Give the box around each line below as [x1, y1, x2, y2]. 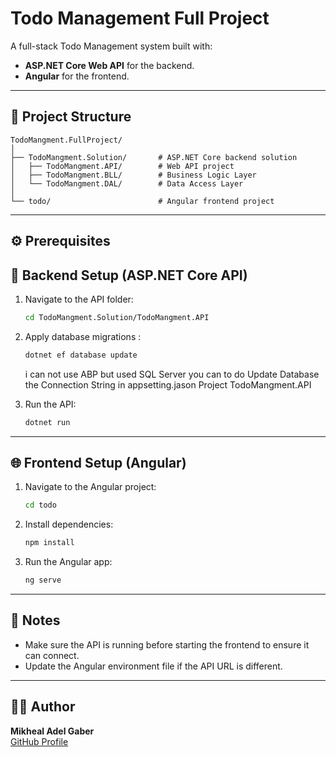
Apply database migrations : [24, 330, 142, 342]
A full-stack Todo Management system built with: [10, 40, 213, 52]
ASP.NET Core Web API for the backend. [24, 59, 195, 71]
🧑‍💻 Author [10, 698, 76, 716]
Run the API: [24, 398, 77, 410]
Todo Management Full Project [10, 7, 270, 30]
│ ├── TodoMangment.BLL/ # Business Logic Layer [10, 170, 257, 180]
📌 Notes [10, 612, 61, 629]
